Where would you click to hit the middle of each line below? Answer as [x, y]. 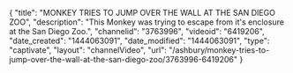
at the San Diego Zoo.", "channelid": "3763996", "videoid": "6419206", [137, 31]
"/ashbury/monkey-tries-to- [219, 50]
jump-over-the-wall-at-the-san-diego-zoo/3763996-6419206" [124, 59]
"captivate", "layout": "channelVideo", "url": [88, 50]
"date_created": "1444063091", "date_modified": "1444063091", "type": [139, 40]
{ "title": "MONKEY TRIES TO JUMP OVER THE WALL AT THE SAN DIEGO [143, 13]
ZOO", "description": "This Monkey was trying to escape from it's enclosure [147, 22]
